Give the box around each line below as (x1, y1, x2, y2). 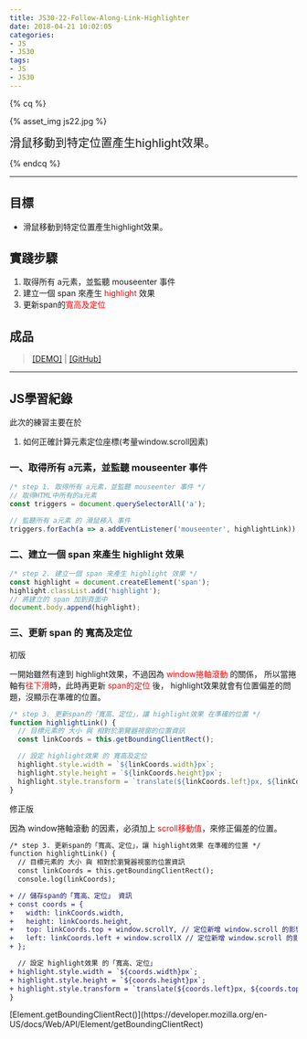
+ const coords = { (9, 899, 84, 909)
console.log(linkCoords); (17, 875, 117, 885)
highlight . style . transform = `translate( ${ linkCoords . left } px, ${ (17, 777, 276, 786)
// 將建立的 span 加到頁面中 (9, 595, 108, 604)
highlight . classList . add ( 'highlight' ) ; (9, 586, 162, 595)
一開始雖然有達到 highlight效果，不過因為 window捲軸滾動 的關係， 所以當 (9, 668, 289, 679)
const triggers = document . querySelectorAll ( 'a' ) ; (9, 500, 206, 509)
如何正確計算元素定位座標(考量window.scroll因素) (22, 436, 208, 447)
